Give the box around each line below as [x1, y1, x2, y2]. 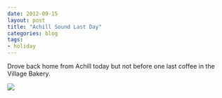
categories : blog [7, 29, 58, 37]
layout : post [7, 17, 46, 24]
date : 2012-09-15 [7, 10, 58, 17]
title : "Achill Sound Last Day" [7, 23, 102, 30]
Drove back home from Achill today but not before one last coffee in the [7, 62, 216, 70]
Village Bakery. [7, 69, 51, 78]
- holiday [7, 43, 37, 50]
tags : [7, 36, 23, 43]
